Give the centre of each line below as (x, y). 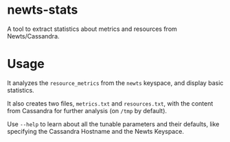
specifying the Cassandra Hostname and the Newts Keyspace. (95, 131)
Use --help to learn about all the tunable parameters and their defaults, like (113, 124)
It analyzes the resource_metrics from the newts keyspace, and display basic (115, 83)
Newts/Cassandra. (33, 36)
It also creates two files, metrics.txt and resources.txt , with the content (110, 103)
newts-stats (43, 10)
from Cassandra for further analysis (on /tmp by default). (87, 110)
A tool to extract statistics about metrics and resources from (92, 29)
